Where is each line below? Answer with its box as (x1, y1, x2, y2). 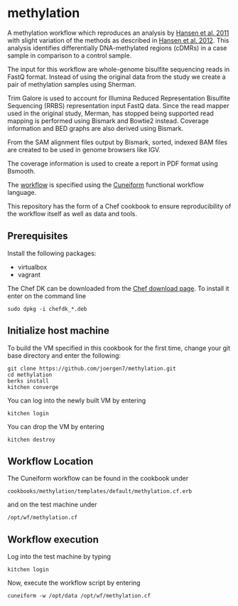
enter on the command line (7, 292, 87, 300)
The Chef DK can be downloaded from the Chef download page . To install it (7, 284, 229, 292)
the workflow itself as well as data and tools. (7, 209, 137, 218)
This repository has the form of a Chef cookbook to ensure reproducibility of (7, 201, 232, 211)
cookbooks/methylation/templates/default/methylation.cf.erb (7, 488, 193, 495)
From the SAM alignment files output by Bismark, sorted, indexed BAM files (7, 137, 228, 147)
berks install (7, 377, 50, 385)
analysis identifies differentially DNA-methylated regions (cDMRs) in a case (7, 43, 227, 52)
